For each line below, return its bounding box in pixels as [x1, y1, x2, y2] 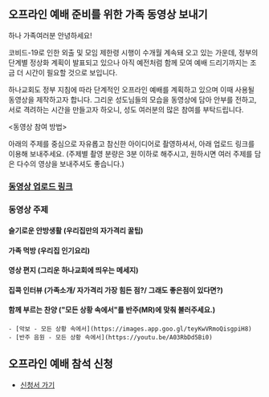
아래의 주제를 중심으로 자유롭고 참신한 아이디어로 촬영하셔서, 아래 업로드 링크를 [8, 139, 255, 148]
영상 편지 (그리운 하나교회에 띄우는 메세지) [8, 265, 139, 275]
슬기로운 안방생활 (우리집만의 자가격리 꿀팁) [8, 226, 144, 236]
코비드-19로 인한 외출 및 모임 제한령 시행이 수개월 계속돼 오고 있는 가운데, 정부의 [8, 47, 259, 57]
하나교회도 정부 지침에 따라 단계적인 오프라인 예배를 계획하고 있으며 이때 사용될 [8, 84, 255, 94]
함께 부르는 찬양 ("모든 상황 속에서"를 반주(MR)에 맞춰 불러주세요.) [8, 305, 215, 314]
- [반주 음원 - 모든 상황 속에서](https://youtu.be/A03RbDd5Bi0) [8, 334, 213, 342]
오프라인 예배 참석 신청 [8, 357, 114, 371]
